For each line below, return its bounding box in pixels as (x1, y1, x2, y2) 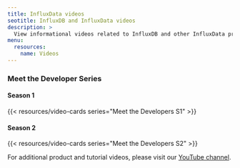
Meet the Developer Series (7, 73, 102, 83)
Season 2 (7, 123, 36, 132)
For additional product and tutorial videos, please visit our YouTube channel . (7, 153, 231, 162)
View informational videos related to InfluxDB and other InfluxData (14, 30, 225, 38)
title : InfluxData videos (7, 10, 84, 18)
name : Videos (20, 51, 59, 58)
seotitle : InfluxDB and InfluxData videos (7, 17, 136, 24)
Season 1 (7, 91, 35, 100)
